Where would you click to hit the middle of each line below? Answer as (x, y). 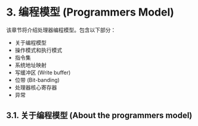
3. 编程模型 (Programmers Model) (90, 12)
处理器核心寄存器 (36, 87)
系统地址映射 (30, 65)
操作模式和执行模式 (38, 50)
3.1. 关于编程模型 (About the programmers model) (99, 116)
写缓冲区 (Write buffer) (43, 72)
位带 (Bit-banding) (37, 80)
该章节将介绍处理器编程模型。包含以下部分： (61, 30)
